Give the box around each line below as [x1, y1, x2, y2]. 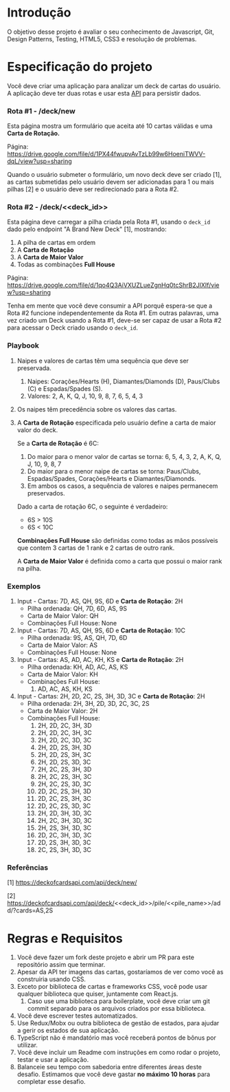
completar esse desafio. [16, 1078, 86, 1086]
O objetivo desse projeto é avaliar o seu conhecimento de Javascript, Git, [7, 28, 215, 36]
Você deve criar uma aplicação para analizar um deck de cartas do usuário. [7, 81, 221, 90]
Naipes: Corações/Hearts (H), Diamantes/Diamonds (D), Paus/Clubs [27, 377, 220, 385]
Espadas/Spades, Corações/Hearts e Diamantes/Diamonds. [27, 474, 197, 482]
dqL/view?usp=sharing [7, 157, 72, 166]
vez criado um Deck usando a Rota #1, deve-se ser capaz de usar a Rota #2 [7, 317, 222, 325]
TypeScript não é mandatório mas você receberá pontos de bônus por [16, 1034, 216, 1042]
